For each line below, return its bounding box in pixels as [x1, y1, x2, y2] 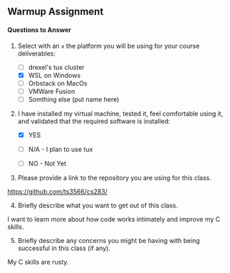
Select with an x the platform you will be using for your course [17, 41, 200, 50]
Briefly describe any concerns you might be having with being [17, 237, 201, 245]
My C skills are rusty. [7, 258, 69, 267]
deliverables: [17, 49, 56, 58]
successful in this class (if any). [17, 244, 110, 252]
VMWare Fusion [28, 87, 75, 96]
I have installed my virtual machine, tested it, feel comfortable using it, [17, 109, 224, 118]
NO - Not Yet [28, 160, 66, 168]
